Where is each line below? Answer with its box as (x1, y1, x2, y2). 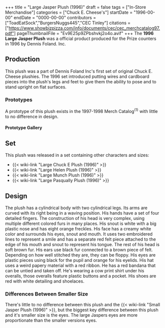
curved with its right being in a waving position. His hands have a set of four (5, 210, 160, 216)
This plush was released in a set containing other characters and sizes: (5, 152, 149, 158)
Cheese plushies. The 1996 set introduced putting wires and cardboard (5, 73, 149, 79)
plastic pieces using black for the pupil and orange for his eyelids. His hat (5, 257, 154, 263)
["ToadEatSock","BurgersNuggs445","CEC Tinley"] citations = (5, 20, 131, 26)
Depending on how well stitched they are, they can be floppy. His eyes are (5, 252, 156, 258)
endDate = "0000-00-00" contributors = (14, 15, 96, 20)
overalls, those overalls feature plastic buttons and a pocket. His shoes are (5, 273, 157, 279)
